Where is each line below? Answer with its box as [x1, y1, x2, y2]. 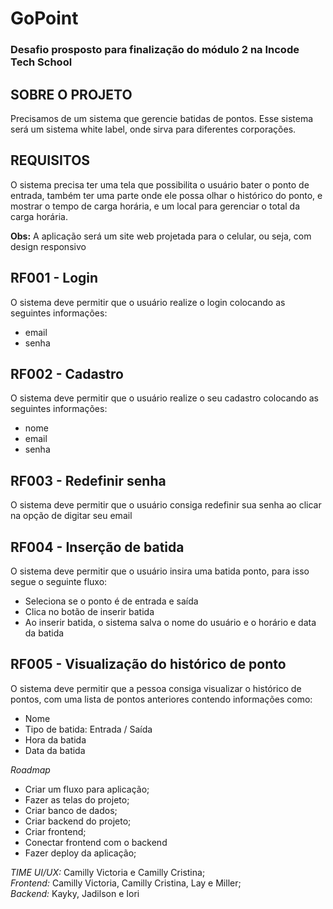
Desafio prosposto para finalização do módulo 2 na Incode [10, 43, 300, 57]
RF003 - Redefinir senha [10, 472, 167, 489]
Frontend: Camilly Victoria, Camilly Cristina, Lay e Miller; [10, 877, 242, 889]
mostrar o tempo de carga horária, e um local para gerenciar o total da [10, 200, 301, 212]
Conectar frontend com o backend [24, 836, 168, 848]
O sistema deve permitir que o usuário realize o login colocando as [10, 296, 286, 308]
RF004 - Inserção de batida [10, 538, 185, 556]
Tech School [10, 55, 73, 69]
